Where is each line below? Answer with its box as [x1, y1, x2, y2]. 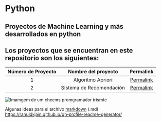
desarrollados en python [5, 30, 81, 38]
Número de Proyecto [7, 69, 57, 75]
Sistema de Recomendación [61, 85, 125, 91]
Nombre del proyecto [68, 69, 118, 75]
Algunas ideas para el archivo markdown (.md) [5, 106, 99, 112]
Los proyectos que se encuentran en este [5, 46, 133, 54]
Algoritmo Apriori [73, 76, 113, 83]
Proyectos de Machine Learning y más [5, 22, 124, 31]
